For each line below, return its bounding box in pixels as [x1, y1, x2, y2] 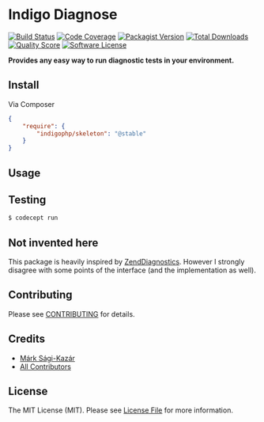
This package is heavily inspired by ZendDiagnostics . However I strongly [8, 257, 245, 267]
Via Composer [8, 99, 55, 108]
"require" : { [22, 122, 66, 130]
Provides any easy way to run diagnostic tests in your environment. [8, 55, 235, 65]
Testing [8, 192, 47, 207]
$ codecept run [8, 214, 58, 222]
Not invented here [8, 236, 99, 249]
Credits [8, 333, 46, 346]
